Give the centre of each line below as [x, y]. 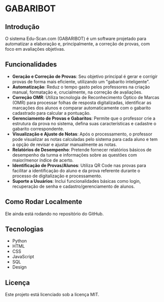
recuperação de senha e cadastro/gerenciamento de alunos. [73, 186]
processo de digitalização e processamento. [57, 176]
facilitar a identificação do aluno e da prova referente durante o [76, 170]
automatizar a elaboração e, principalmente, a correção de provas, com [78, 44]
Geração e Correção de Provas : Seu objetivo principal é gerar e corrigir [85, 76]
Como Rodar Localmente [44, 202]
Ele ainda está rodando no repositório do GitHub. [55, 214]
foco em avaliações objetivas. [35, 49]
